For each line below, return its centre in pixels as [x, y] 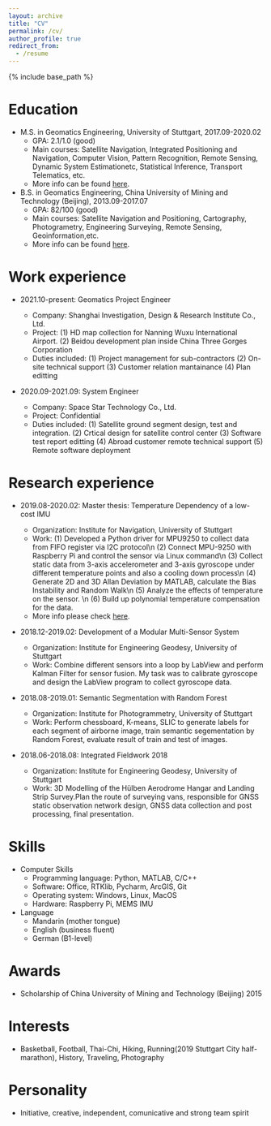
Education [43, 110]
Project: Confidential [66, 416]
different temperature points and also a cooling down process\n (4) [144, 572]
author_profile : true [45, 39]
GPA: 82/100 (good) [65, 209]
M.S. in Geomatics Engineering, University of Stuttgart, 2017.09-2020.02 [140, 132]
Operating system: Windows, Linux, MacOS [105, 895]
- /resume [32, 54]
